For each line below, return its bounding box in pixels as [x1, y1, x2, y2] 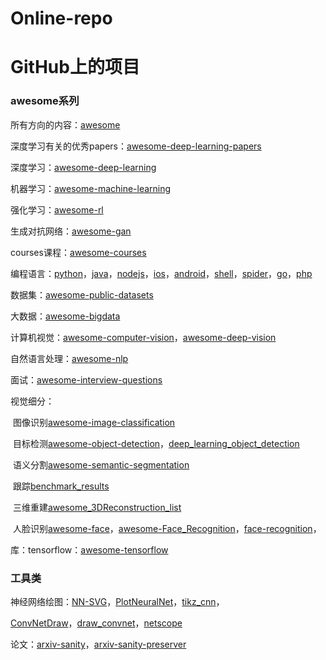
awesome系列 [10, 94, 80, 108]
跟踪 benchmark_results [12, 480, 110, 492]
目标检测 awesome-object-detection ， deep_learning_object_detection [12, 437, 300, 449]
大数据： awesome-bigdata [10, 310, 121, 322]
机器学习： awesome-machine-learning [10, 182, 172, 194]
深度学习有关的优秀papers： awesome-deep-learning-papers [10, 140, 262, 152]
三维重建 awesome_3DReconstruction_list [12, 501, 182, 513]
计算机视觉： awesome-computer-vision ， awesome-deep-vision [10, 331, 277, 343]
